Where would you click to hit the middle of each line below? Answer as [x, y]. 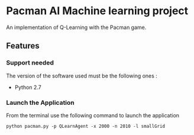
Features [23, 46]
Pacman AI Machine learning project [97, 11]
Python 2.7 [28, 87]
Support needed [30, 63]
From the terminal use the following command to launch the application [93, 115]
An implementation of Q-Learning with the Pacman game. [76, 27]
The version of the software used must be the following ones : [82, 76]
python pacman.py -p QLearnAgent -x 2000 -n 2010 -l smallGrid [86, 126]
